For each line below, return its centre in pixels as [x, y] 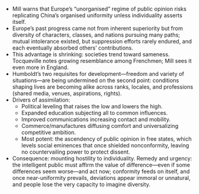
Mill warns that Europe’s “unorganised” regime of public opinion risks [99, 9]
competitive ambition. [49, 132]
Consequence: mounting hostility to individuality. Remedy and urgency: [102, 158]
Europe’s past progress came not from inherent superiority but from [97, 28]
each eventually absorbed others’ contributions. [73, 48]
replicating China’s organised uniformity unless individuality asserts [97, 15]
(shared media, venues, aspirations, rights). [67, 93]
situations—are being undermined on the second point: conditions [96, 80]
